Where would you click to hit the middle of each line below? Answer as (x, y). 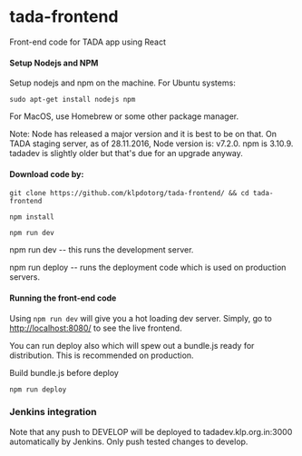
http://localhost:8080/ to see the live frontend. (96, 328)
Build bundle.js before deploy (64, 372)
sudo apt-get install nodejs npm (73, 100)
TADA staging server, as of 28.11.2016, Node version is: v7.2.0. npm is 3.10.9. (151, 144)
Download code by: (47, 173)
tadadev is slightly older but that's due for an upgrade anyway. (126, 154)
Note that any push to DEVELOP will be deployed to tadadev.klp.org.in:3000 (151, 431)
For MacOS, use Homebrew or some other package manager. (124, 116)
